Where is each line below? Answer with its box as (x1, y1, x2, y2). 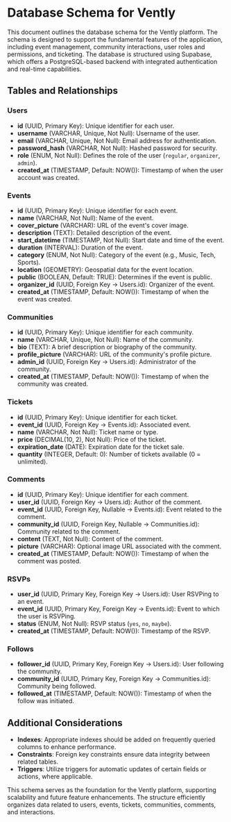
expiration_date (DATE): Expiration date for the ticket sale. (17, 443, 185, 451)
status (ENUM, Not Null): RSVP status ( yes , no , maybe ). (17, 620, 172, 628)
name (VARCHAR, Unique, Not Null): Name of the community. (17, 336, 194, 344)
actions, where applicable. (17, 773, 93, 781)
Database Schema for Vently (7, 5, 176, 21)
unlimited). (17, 457, 49, 466)
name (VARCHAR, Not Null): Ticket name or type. (17, 427, 158, 436)
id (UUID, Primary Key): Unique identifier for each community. (17, 328, 194, 336)
